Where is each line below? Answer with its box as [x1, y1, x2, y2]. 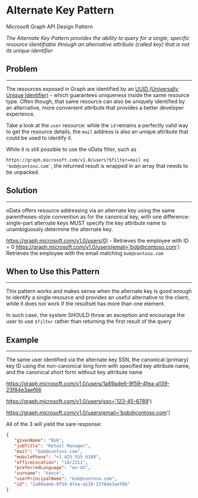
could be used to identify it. [6, 134, 72, 141]
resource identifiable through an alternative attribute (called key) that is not [6, 41, 190, 48]
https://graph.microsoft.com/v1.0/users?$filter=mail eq [6, 157, 149, 163]
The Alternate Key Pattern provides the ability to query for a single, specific [6, 34, 190, 41]
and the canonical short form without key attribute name [6, 369, 143, 376]
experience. [6, 110, 35, 117]
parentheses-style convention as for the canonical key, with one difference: [6, 213, 190, 220]
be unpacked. [6, 169, 39, 176]
